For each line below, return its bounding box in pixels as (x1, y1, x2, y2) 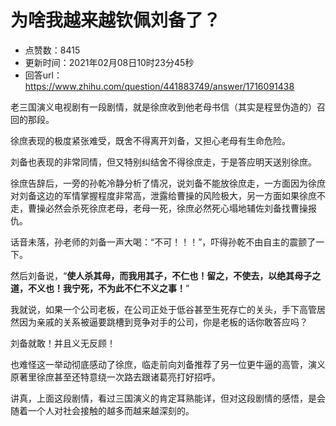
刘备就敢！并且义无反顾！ (10, 337, 116, 349)
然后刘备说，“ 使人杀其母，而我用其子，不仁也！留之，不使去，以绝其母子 (10, 269, 313, 281)
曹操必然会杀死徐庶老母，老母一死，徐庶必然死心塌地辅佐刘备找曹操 (27, 202, 308, 214)
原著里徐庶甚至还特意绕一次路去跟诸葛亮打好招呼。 (10, 371, 221, 383)
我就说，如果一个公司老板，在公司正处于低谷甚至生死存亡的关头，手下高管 (10, 303, 317, 315)
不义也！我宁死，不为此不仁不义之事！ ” (27, 282, 190, 294)
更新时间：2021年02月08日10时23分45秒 (24, 56, 195, 68)
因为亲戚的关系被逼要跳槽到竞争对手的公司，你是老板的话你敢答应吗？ (18, 316, 308, 328)
